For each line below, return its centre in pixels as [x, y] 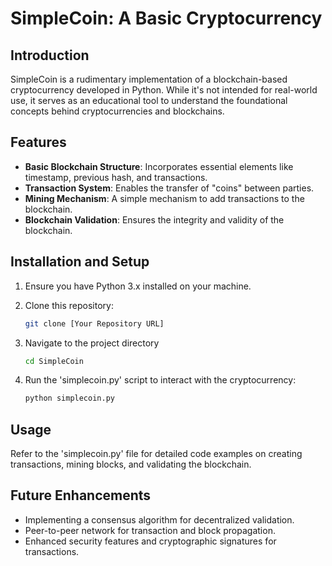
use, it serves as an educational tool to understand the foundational [149, 100]
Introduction [50, 55]
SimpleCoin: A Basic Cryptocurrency [166, 18]
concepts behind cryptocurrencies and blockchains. [117, 111]
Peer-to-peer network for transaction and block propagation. [150, 530]
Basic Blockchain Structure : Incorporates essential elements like [159, 166]
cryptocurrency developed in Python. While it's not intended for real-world [164, 90]
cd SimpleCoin [54, 361]
